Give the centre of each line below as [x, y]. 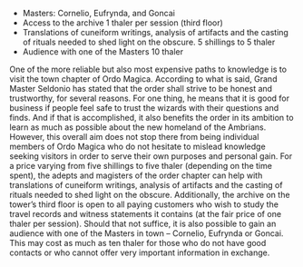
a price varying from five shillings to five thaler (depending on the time [141, 166]
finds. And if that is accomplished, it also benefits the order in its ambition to [151, 118]
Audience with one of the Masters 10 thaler [103, 52]
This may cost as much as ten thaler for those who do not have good [138, 243]
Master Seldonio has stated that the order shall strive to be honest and [141, 89]
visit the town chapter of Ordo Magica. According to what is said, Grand [143, 79]
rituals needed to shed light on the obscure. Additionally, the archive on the [150, 195]
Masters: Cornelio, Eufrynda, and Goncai [98, 13]
